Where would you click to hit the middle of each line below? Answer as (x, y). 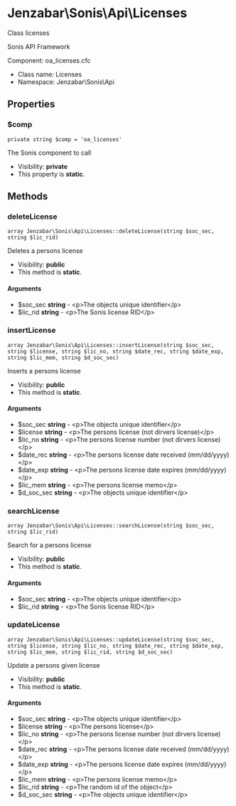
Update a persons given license (54, 665)
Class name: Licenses (50, 74)
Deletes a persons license (45, 251)
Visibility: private (43, 166)
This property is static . (51, 174)
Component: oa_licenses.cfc (49, 60)
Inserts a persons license (44, 371)
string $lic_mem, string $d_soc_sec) (63, 358)
